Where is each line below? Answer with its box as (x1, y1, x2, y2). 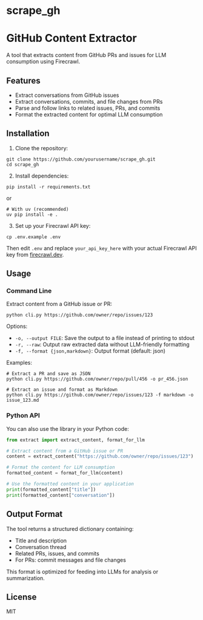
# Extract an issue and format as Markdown (6, 387, 118, 393)
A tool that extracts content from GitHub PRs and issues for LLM (6, 52, 167, 59)
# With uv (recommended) (6, 206, 69, 212)
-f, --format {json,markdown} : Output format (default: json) (15, 347, 165, 355)
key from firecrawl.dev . (6, 251, 64, 258)
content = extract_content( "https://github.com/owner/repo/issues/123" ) (6, 453, 194, 459)
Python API (6, 412, 41, 420)
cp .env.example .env (6, 234, 61, 240)
